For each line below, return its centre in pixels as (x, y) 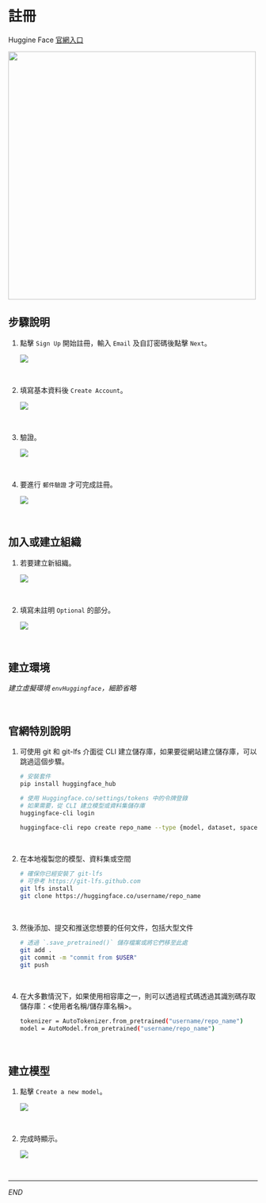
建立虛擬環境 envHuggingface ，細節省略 (72, 688)
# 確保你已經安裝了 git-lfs (61, 874)
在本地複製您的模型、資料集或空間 (75, 859)
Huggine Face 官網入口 (46, 40)
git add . (36, 950)
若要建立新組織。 (47, 563)
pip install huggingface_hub (68, 784)
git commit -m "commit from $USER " (78, 958)
